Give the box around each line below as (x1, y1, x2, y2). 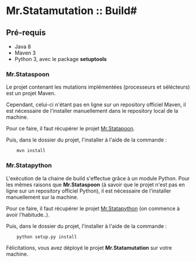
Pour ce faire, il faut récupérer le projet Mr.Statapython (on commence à (6, 204, 180, 212)
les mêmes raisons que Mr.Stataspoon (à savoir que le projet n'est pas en (6, 181, 185, 188)
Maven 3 (14, 49, 36, 56)
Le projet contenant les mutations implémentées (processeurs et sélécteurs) (6, 83, 190, 90)
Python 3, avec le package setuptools (14, 56, 107, 62)
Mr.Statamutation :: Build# (6, 4, 137, 18)
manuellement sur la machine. (6, 193, 79, 200)
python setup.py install (16, 234, 77, 240)
